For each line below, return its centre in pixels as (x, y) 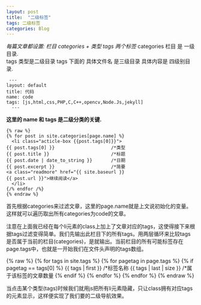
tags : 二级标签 (23, 23)
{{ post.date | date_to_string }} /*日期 (66, 161)
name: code (20, 97)
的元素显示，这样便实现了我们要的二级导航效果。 (67, 296)
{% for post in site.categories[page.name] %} (65, 136)
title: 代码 (20, 92)
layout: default (26, 86)
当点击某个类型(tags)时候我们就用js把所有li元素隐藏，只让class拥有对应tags (100, 288)
